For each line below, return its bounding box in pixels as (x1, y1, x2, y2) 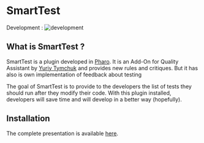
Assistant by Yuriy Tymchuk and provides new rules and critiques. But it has (6, 64, 198, 71)
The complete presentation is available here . (6, 130, 118, 137)
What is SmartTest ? (6, 42, 85, 52)
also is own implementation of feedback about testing (6, 71, 142, 78)
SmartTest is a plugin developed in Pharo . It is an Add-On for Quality (6, 57, 179, 65)
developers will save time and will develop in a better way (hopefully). (6, 95, 182, 103)
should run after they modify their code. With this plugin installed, (6, 89, 172, 97)
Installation (6, 114, 50, 124)
